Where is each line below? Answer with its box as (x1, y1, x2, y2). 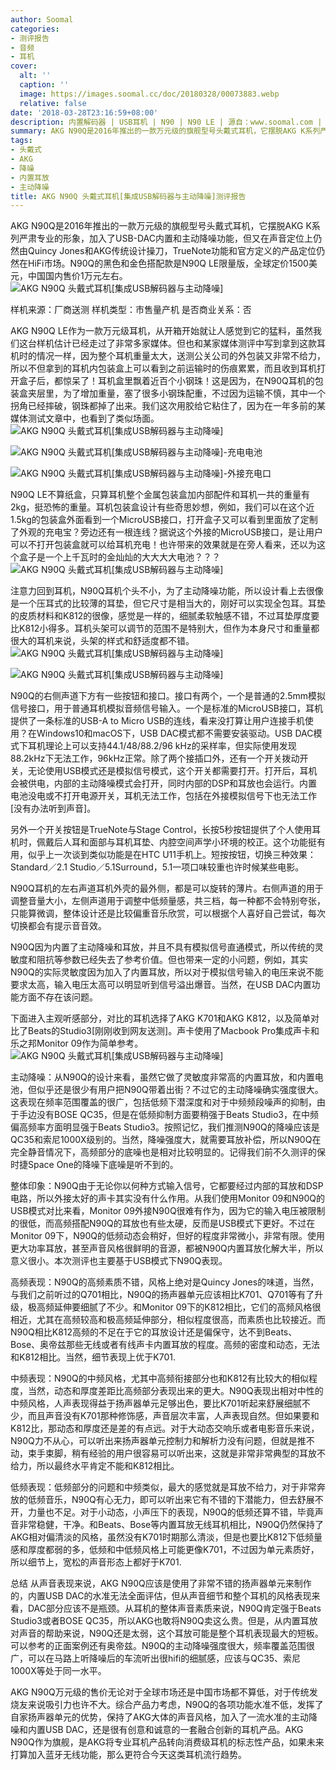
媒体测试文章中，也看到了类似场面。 (10, 412, 160, 425)
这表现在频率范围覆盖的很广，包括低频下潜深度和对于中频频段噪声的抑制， (10, 1096, 317, 1108)
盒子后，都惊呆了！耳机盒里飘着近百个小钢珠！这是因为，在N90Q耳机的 (18, 375, 315, 387)
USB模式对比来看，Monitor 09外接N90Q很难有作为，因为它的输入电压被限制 (10, 1205, 326, 1217)
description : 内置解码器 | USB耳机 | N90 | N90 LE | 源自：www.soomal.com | (10, 117, 323, 127)
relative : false (19, 98, 87, 108)
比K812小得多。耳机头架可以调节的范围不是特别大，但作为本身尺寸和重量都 (10, 622, 320, 635)
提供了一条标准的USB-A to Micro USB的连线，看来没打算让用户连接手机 (10, 715, 305, 727)
